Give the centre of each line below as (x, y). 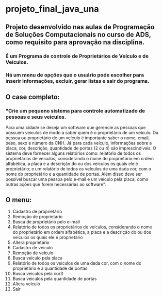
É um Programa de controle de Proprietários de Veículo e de (77, 56)
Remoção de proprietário (37, 216)
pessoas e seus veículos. (36, 117)
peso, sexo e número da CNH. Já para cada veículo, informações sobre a (79, 143)
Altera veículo (26, 284)
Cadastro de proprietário (37, 211)
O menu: (19, 200)
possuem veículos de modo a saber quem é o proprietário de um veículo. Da (82, 133)
